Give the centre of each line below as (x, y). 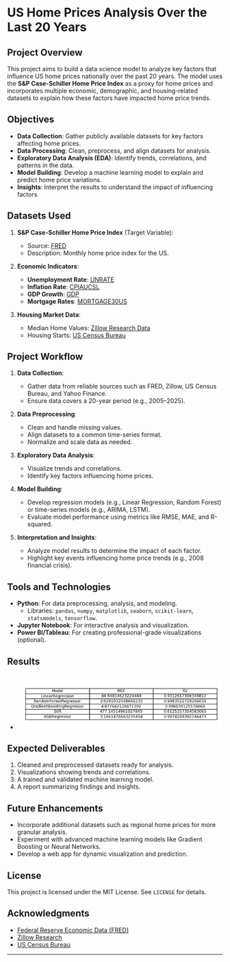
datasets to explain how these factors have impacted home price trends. (109, 98)
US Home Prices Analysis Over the (107, 13)
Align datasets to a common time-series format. (94, 435)
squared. (40, 524)
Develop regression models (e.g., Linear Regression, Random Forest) (124, 502)
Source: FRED (47, 245)
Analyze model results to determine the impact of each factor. (114, 551)
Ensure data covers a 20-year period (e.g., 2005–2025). (106, 401)
